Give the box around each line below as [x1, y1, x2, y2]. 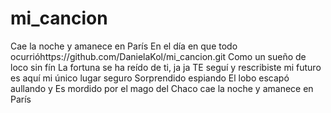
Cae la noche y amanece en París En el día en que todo [10, 40, 238, 52]
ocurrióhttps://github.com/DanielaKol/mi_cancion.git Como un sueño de [10, 50, 307, 62]
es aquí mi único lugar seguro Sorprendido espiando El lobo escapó [10, 72, 290, 84]
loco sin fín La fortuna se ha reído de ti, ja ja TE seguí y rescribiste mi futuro [10, 61, 322, 73]
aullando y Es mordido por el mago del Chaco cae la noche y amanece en [10, 82, 314, 94]
